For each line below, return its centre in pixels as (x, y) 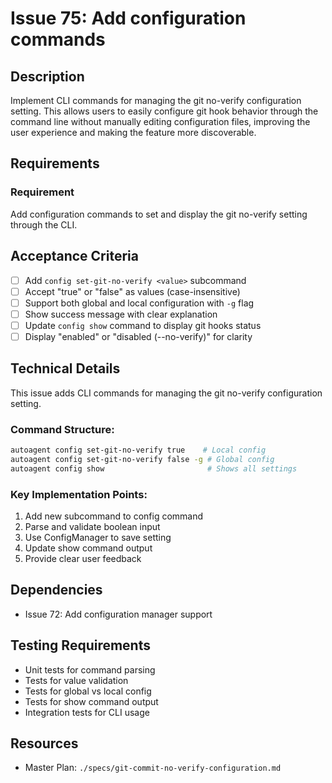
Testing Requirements (80, 645)
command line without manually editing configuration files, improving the (160, 121)
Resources (44, 743)
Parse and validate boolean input (92, 526)
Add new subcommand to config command (114, 516)
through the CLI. (44, 224)
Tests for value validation (76, 680)
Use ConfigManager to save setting (98, 537)
